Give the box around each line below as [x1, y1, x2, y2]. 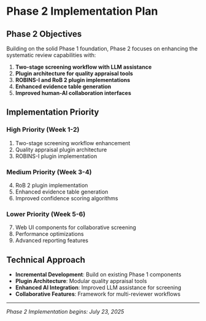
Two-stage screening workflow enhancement [15, 139, 131, 146]
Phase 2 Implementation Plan [6, 4, 158, 18]
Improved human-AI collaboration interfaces [15, 89, 132, 96]
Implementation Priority [6, 107, 99, 118]
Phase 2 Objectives [6, 29, 82, 39]
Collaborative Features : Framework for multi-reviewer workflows [15, 290, 181, 298]
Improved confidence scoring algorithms [15, 194, 118, 202]
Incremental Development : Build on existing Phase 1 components [15, 271, 182, 278]
